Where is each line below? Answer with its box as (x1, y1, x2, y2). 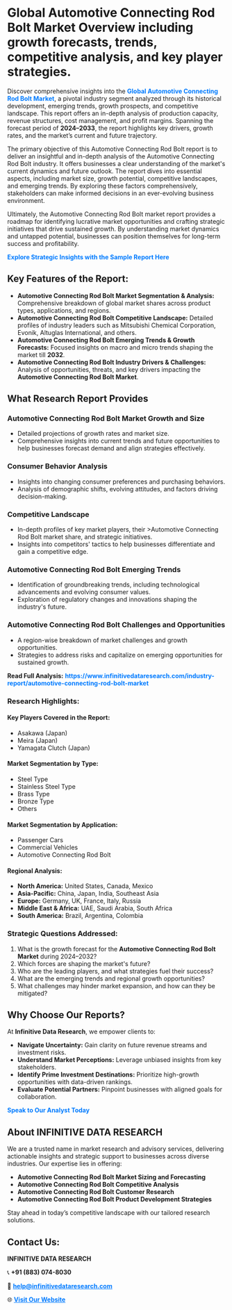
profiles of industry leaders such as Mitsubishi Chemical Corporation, (17, 321, 217, 329)
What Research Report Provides (7, 393, 149, 404)
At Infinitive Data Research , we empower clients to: (7, 1027, 156, 1036)
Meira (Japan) (17, 736, 58, 744)
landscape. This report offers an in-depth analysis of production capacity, (7, 109, 219, 117)
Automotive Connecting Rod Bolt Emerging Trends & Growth (17, 336, 195, 344)
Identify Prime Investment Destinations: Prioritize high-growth (17, 1070, 199, 1079)
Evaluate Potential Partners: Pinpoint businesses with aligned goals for (17, 1086, 223, 1094)
